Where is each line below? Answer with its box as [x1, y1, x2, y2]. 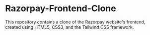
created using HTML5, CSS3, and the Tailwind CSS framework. [5, 24, 134, 30]
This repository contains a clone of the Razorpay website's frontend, [5, 19, 146, 25]
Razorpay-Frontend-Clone [5, 3, 116, 14]
